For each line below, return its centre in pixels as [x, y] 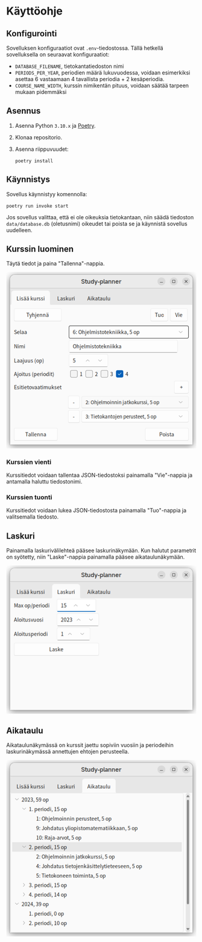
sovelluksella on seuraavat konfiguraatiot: [58, 55]
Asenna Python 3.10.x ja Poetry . [55, 125]
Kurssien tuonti [29, 497]
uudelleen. [19, 230]
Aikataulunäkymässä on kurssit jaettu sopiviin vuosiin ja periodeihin [90, 745]
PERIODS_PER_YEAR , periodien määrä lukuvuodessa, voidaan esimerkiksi [103, 73]
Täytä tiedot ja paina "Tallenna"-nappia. [55, 264]
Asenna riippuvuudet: [42, 149]
